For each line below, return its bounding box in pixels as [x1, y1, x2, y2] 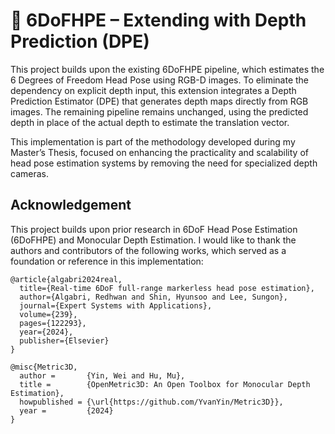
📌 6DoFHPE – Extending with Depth [10, 9, 307, 32]
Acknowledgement [10, 197, 132, 214]
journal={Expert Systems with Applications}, [19, 300, 213, 311]
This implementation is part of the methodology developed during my [10, 135, 296, 148]
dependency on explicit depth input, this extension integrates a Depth [10, 84, 297, 96]
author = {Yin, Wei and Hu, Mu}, [19, 370, 186, 381]
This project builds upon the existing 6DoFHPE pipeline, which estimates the [10, 63, 325, 75]
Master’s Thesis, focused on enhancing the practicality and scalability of [10, 146, 309, 158]
